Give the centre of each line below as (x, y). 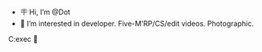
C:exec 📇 (23, 39)
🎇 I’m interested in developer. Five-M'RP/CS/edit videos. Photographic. (137, 24)
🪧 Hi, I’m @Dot (45, 12)
